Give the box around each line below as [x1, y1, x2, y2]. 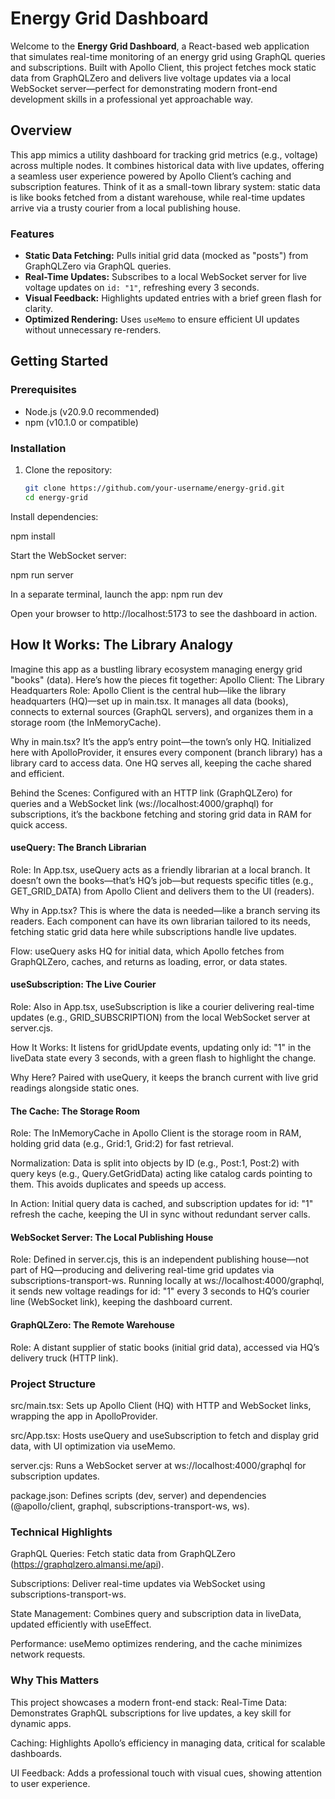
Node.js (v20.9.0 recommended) [24, 405, 160, 417]
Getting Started [10, 353, 109, 370]
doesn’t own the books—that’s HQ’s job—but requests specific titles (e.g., [10, 874, 314, 886]
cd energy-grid [24, 492, 89, 502]
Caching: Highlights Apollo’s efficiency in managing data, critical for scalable [10, 1737, 326, 1749]
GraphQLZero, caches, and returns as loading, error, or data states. [10, 955, 288, 967]
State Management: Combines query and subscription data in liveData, [10, 1608, 302, 1620]
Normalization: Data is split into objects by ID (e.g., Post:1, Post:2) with [10, 1157, 300, 1169]
